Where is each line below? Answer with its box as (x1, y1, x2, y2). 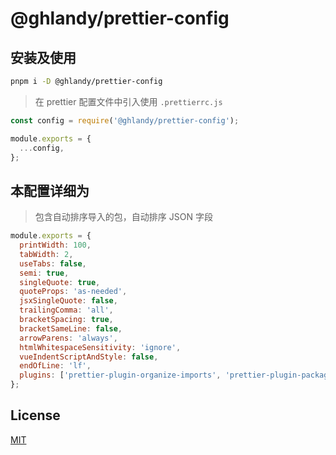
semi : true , (19, 268, 70, 278)
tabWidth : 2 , (19, 249, 74, 259)
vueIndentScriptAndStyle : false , (19, 352, 159, 362)
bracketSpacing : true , (19, 315, 114, 325)
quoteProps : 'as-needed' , (19, 287, 128, 297)
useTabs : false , (19, 258, 87, 269)
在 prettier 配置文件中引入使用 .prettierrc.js (34, 95, 223, 107)
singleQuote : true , (19, 277, 101, 287)
